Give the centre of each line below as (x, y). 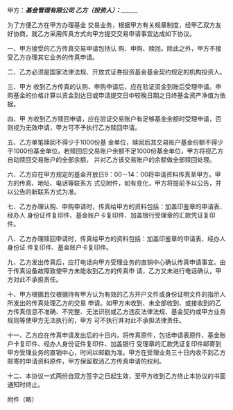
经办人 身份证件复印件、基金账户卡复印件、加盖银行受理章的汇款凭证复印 (111, 215)
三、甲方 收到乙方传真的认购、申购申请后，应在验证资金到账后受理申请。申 (114, 87)
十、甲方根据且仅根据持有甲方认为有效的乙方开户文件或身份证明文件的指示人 (116, 294)
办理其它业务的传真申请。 (62, 57)
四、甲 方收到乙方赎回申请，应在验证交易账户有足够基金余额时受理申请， (111, 119)
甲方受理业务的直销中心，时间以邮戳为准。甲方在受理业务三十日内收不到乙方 (116, 352)
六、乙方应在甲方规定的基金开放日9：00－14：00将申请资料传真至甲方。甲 (114, 174)
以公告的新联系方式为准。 (44, 192)
